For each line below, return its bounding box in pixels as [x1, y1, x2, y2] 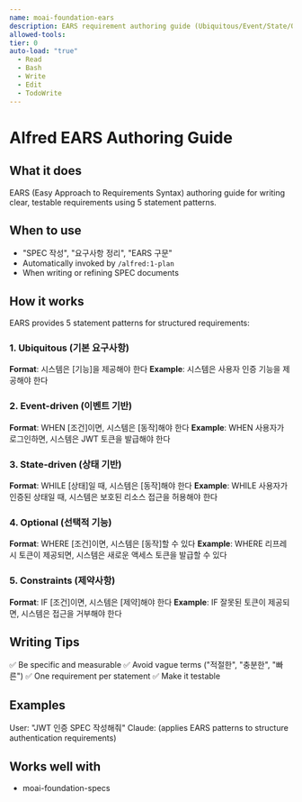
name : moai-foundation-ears [9, 13, 115, 23]
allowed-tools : [9, 30, 67, 39]
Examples [9, 697, 66, 713]
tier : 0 [9, 38, 39, 48]
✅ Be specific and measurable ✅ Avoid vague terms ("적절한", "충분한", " [9, 660, 277, 670]
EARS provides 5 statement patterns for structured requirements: [9, 317, 250, 329]
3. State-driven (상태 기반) [9, 458, 122, 470]
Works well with [9, 759, 102, 774]
